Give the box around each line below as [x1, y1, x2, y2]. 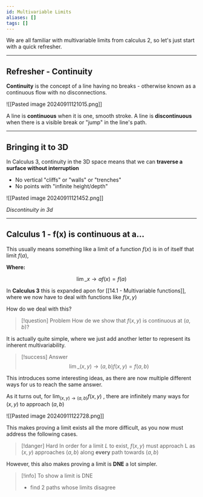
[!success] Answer [21, 353, 68, 360]
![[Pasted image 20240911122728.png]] [6, 412, 105, 420]
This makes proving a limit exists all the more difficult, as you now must [6, 424, 184, 431]
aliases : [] [6, 15, 36, 21]
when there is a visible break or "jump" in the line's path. [6, 119, 147, 126]
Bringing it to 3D [6, 142, 68, 152]
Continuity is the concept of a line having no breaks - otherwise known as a [6, 82, 196, 90]
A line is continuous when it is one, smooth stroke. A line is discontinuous [6, 113, 192, 120]
